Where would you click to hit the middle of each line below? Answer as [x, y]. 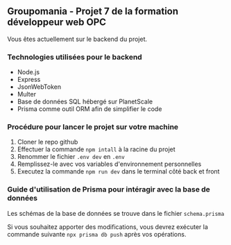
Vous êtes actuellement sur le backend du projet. [77, 39]
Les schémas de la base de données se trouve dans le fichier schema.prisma [116, 213]
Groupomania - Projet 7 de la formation [93, 11]
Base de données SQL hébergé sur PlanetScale [85, 102]
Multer [27, 94]
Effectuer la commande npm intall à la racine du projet [96, 149]
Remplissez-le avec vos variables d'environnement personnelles [109, 164]
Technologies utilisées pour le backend [75, 57]
